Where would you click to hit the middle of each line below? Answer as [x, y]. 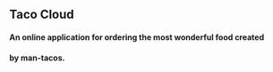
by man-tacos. [37, 58]
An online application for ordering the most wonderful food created [137, 37]
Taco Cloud [42, 15]
